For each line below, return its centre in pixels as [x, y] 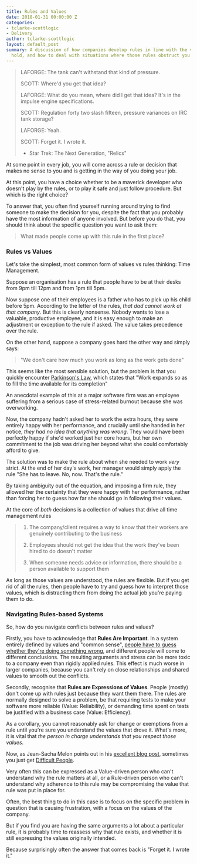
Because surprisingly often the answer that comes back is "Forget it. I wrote [98, 850]
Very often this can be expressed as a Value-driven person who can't [90, 772]
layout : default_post [33, 45]
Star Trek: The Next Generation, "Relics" [78, 153]
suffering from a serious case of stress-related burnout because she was [94, 401]
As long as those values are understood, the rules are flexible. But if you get [98, 580]
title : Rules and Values [36, 11]
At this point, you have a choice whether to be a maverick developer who [94, 182]
